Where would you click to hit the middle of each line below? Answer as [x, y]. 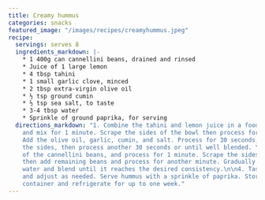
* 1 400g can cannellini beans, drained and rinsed [109, 60]
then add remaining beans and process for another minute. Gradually [139, 162]
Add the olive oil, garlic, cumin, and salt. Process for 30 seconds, [141, 140]
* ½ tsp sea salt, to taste [68, 103]
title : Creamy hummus [44, 15]
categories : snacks [40, 23]
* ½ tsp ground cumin [58, 96]
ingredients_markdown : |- [58, 52]
